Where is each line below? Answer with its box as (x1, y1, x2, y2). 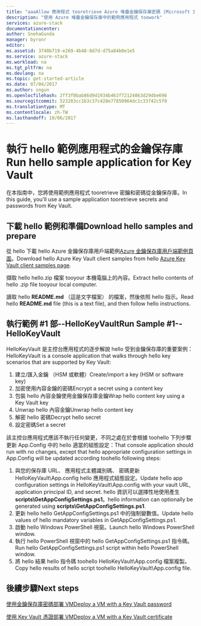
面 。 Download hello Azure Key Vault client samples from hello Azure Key (6, 255, 185, 262)
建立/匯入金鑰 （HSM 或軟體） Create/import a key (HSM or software (14, 370, 184, 378)
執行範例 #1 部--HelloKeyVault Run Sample (6, 319, 165, 329)
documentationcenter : (6, 25, 60, 32)
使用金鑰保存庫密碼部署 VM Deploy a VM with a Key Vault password (6, 600, 172, 607)
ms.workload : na (6, 59, 47, 65)
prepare (6, 230, 36, 241)
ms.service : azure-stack (6, 53, 68, 59)
